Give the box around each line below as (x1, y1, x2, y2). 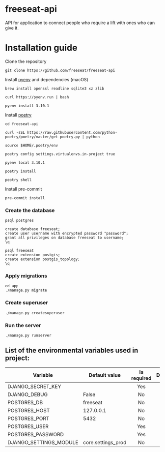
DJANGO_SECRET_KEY (7, 383, 61, 390)
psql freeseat (5, 248, 34, 253)
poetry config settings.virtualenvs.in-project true (5, 151, 115, 156)
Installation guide (5, 42, 78, 54)
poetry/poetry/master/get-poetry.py (5, 134, 80, 139)
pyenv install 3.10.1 (5, 103, 50, 108)
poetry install (5, 169, 36, 174)
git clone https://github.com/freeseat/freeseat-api (5, 68, 115, 73)
